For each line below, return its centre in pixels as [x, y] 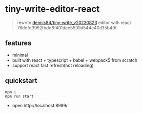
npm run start [20, 96]
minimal [20, 55]
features [18, 43]
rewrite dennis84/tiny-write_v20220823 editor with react [74, 23]
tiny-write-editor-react [52, 9]
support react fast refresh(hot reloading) [53, 65]
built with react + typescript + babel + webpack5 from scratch [75, 60]
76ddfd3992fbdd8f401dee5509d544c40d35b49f [67, 27]
